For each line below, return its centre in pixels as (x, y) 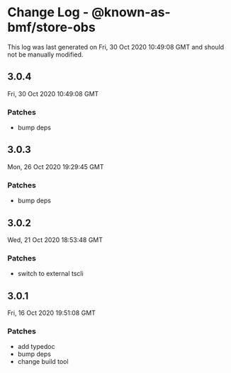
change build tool (43, 362)
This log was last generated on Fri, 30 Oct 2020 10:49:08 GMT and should (116, 47)
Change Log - (48, 12)
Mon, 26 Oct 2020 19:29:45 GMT (56, 166)
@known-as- (131, 12)
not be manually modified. (45, 54)
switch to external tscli (50, 274)
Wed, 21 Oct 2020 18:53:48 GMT (55, 240)
